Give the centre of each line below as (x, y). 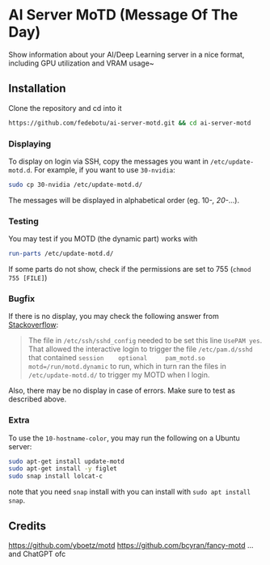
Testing (23, 221)
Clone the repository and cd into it (65, 108)
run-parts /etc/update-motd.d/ (61, 254)
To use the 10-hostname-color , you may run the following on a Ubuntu (124, 438)
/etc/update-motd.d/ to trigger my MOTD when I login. (119, 375)
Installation (37, 89)
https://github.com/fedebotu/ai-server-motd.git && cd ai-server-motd (130, 123)
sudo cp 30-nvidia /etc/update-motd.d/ (76, 185)
